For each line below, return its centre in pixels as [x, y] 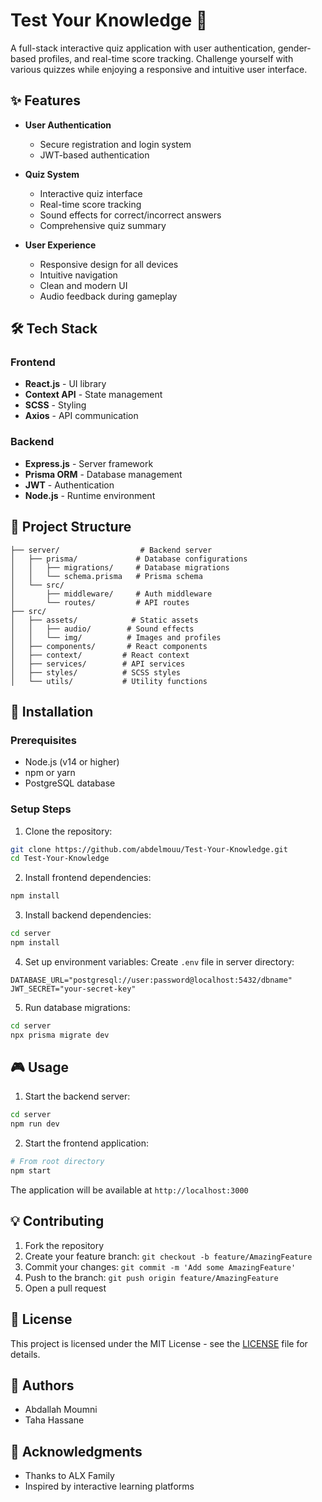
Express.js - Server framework [89, 463]
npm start [31, 1171]
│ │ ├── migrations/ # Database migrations [120, 567]
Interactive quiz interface [91, 193]
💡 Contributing [57, 1221]
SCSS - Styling [55, 405]
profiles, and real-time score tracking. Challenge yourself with [166, 58]
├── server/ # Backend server [111, 550]
